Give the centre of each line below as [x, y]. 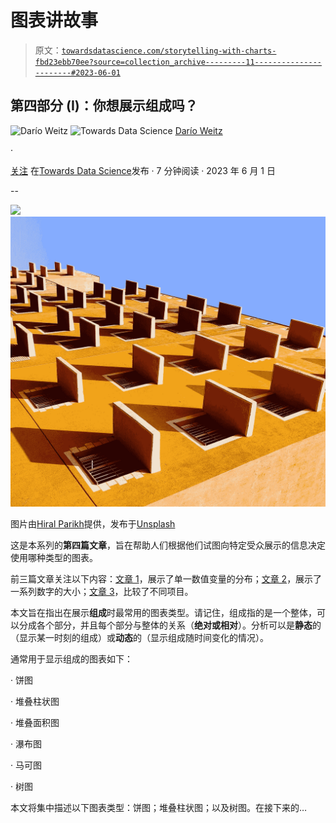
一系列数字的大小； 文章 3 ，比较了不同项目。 [102, 592]
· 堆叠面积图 [35, 723]
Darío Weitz [198, 130]
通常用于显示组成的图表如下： [71, 659]
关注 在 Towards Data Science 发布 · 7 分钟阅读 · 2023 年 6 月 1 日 [143, 170]
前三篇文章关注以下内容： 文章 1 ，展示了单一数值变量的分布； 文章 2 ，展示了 [166, 579]
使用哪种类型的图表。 [54, 558]
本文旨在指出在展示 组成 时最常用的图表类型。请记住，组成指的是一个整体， [163, 613]
